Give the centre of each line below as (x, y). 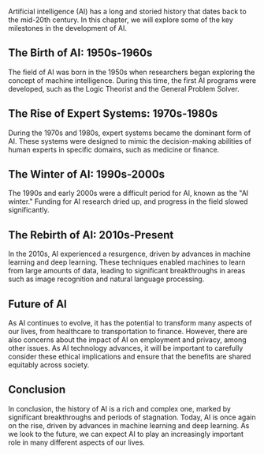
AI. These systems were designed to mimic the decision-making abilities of (130, 141)
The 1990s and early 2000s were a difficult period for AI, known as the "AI (128, 194)
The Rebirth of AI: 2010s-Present (91, 235)
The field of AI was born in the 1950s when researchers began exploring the (132, 72)
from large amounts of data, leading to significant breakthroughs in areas (127, 271)
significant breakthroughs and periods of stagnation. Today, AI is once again (132, 417)
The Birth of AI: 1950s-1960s (80, 53)
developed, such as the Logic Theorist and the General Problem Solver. (124, 88)
